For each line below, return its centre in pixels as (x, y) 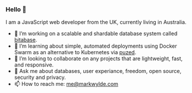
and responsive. (34, 65)
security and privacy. (40, 77)
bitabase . (26, 40)
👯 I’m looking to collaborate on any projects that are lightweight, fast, (98, 59)
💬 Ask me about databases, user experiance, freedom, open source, (98, 71)
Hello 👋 (16, 9)
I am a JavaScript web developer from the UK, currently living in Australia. (96, 22)
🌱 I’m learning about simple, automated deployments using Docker (96, 46)
